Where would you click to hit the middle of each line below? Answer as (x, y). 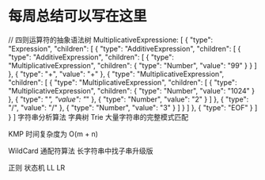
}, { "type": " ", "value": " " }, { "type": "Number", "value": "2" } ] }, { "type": (129, 99)
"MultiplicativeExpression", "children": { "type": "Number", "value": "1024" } (132, 90)
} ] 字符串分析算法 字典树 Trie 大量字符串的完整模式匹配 (98, 117)
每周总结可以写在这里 (78, 16)
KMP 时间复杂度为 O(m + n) (53, 134)
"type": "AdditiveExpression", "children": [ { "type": (91, 57)
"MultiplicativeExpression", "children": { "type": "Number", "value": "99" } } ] (132, 65)
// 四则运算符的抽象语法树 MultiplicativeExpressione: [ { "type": (111, 40)
